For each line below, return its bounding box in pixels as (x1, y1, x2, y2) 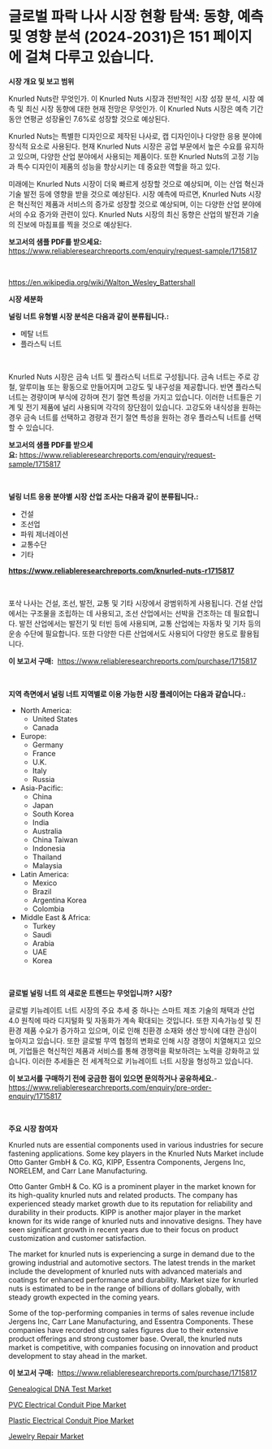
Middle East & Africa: (19, 912, 91, 922)
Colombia (32, 903, 65, 914)
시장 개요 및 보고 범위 (8, 76, 75, 86)
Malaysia (32, 860, 63, 870)
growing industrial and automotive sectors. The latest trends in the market (8, 1257, 256, 1267)
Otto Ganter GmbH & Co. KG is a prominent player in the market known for (8, 1181, 257, 1191)
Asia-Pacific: (19, 783, 63, 793)
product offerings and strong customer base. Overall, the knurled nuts (8, 1334, 243, 1343)
